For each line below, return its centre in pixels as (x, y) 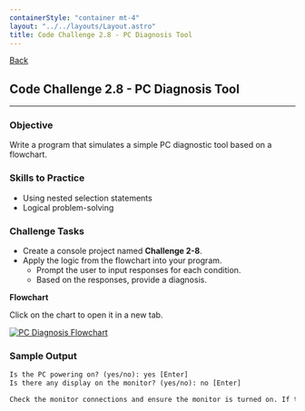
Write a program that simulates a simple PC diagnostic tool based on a (141, 145)
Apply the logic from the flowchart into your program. (122, 260)
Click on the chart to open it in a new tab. (86, 315)
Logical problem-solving (68, 207)
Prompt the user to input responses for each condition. (138, 270)
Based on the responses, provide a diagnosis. (121, 280)
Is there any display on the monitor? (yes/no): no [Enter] (126, 383)
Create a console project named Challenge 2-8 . (112, 251)
